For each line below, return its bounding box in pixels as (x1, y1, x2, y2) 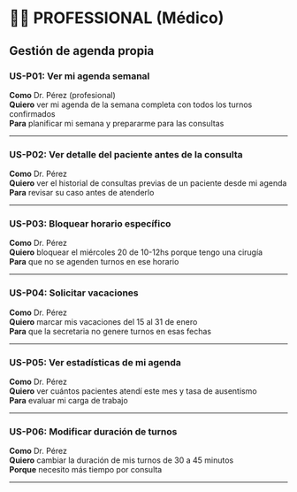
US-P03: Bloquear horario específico (9, 218, 171, 230)
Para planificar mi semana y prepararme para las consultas (9, 118, 225, 128)
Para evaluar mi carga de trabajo (9, 396, 128, 406)
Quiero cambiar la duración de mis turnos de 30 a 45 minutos (9, 455, 234, 465)
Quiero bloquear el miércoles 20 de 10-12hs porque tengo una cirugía (9, 247, 263, 258)
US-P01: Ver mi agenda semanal (9, 70, 150, 82)
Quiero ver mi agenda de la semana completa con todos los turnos (9, 99, 253, 110)
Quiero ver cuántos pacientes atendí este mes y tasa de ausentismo (9, 386, 258, 396)
